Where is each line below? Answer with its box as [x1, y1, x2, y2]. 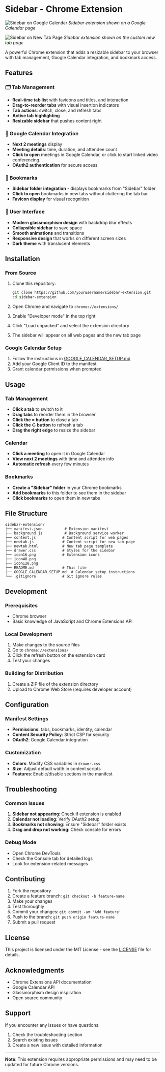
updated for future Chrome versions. [5, 1061, 80, 1067]
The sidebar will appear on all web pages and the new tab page [12, 332, 141, 338]
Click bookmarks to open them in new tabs [12, 495, 101, 501]
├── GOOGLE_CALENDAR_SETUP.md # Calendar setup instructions [5, 570, 135, 575]
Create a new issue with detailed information [12, 1042, 103, 1048]
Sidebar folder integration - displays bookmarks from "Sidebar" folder [12, 185, 156, 191]
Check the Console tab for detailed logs [12, 855, 93, 861]
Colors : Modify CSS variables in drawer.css [12, 760, 101, 766]
